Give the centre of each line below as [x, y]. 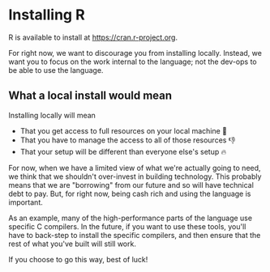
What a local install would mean [90, 96]
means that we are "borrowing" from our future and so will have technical [131, 185]
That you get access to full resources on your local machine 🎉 [123, 130]
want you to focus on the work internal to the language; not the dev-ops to [133, 62]
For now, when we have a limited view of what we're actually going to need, [135, 168]
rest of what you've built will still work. [72, 244]
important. [26, 202]
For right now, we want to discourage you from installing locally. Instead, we [135, 53]
